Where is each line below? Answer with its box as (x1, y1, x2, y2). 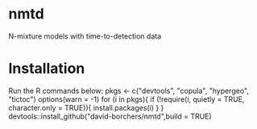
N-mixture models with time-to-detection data (8, 31, 162, 41)
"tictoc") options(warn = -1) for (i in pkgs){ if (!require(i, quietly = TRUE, (8, 94, 245, 104)
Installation (8, 59, 85, 78)
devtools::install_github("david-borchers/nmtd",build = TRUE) (8, 111, 212, 121)
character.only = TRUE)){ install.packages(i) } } (8, 103, 164, 112)
